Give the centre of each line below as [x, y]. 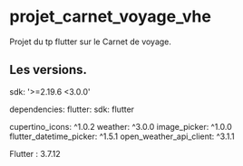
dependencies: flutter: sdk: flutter [72, 109]
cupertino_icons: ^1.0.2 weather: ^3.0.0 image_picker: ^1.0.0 [121, 126]
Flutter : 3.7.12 [35, 153]
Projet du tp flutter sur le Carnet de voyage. [91, 41]
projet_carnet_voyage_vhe [110, 17]
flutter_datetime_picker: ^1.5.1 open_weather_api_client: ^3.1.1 [122, 136]
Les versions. [49, 70]
